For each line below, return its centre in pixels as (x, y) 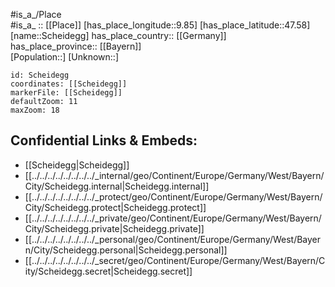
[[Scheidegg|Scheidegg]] (77, 165)
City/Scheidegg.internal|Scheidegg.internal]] (117, 186)
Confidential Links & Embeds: (104, 140)
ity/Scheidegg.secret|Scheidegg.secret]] (108, 271)
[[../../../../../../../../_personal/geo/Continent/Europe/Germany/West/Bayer (173, 239)
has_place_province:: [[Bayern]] (76, 46)
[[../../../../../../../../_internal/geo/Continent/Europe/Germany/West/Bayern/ (174, 175)
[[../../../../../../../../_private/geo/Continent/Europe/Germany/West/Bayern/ (173, 218)
